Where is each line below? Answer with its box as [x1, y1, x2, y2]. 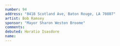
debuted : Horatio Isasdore [5, 29, 60, 34]
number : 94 [5, 7, 27, 12]
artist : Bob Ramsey [5, 16, 45, 21]
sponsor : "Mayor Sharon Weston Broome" [5, 20, 86, 25]
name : [5, 34, 16, 39]
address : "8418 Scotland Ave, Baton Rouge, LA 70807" [5, 11, 116, 16]
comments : [5, 25, 25, 30]
